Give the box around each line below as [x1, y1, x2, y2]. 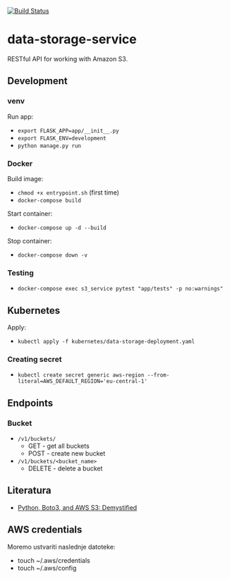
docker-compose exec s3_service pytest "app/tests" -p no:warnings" [17, 286, 224, 293]
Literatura [7, 484, 52, 496]
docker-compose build [17, 197, 81, 204]
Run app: [7, 112, 34, 121]
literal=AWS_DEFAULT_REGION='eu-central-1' [17, 378, 148, 385]
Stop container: [7, 236, 52, 245]
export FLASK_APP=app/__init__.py [17, 127, 119, 134]
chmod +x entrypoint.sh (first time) [17, 188, 120, 197]
